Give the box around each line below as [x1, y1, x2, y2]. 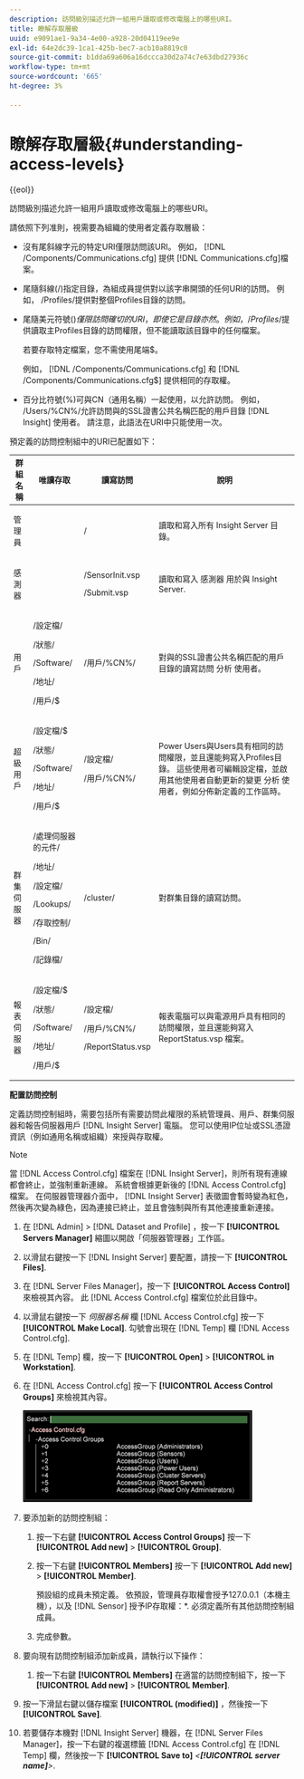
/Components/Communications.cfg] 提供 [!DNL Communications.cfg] [22, 252, 281, 263]
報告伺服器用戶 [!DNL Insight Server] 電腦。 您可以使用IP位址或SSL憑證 [24, 1120, 291, 1131]
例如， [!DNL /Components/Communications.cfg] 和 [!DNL [22, 363, 241, 374]
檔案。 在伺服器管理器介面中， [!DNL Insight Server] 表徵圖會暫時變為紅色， [9, 1191, 293, 1202]
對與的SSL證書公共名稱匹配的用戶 [157, 652, 285, 663]
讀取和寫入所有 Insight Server [157, 520, 269, 531]
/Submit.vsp [83, 587, 129, 598]
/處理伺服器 [33, 831, 76, 841]
